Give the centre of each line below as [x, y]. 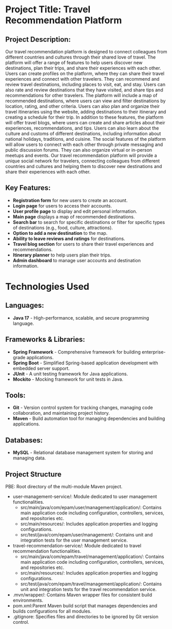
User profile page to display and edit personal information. [75, 211]
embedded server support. [41, 368]
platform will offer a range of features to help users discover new [74, 62]
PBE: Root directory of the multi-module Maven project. [64, 487]
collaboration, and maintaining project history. [61, 413]
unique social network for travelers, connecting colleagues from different [83, 161]
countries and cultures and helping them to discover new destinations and [84, 166]
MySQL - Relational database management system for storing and [83, 453]
